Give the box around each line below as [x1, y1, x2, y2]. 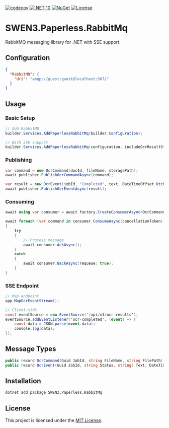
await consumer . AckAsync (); [23, 242, 82, 247]
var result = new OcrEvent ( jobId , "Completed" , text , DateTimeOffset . [5, 182, 156, 187]
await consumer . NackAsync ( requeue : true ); [23, 261, 114, 266]
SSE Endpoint [5, 282, 39, 289]
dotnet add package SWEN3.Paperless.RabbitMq [5, 390, 102, 395]
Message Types [5, 345, 56, 353]
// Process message [23, 237, 64, 243]
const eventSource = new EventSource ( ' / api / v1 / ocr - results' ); [5, 312, 138, 317]
